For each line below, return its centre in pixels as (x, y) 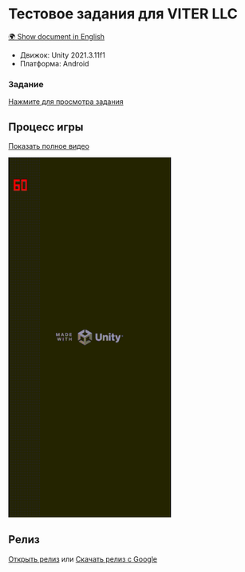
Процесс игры (46, 127)
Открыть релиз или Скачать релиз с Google (83, 559)
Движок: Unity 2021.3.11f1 (62, 55)
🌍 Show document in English (57, 36)
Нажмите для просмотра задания (66, 102)
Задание (26, 84)
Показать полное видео (49, 146)
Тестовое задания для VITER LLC (123, 14)
